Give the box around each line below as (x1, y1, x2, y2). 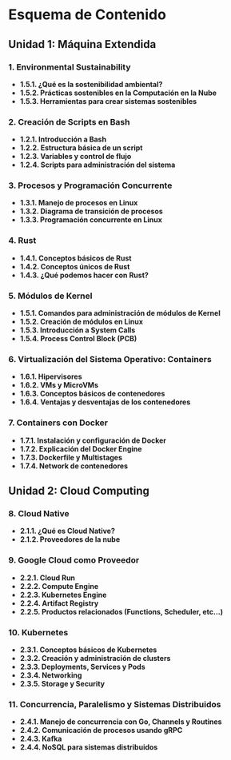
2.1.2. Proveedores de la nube (19, 535, 121, 544)
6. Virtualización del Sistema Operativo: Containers (8, 353, 212, 364)
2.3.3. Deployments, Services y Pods (19, 662, 145, 671)
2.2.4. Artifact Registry (19, 598, 99, 608)
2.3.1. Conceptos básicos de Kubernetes (19, 645, 157, 655)
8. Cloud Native (8, 507, 70, 519)
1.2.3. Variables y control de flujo (19, 152, 132, 161)
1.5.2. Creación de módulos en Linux (19, 317, 144, 327)
